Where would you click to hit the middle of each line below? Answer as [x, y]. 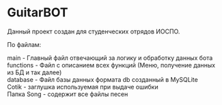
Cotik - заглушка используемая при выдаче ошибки [83, 87]
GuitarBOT [38, 13]
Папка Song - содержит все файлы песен [68, 94]
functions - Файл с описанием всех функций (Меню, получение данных [111, 65]
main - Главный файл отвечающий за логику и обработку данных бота [110, 58]
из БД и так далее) [34, 72]
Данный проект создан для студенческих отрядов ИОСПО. [94, 31]
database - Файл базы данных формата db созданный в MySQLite [102, 79]
